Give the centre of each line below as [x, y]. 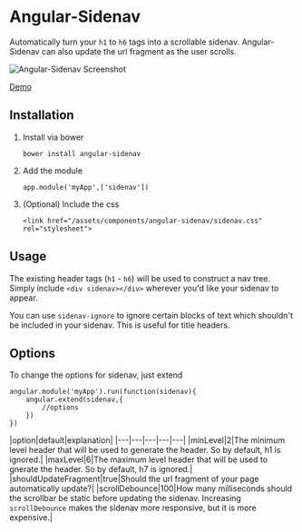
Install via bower [53, 137]
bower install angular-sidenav [82, 153]
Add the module [53, 171]
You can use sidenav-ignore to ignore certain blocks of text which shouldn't [151, 315]
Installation [42, 115]
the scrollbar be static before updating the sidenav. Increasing [126, 498]
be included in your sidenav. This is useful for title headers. [120, 325]
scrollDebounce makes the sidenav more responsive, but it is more [133, 508]
